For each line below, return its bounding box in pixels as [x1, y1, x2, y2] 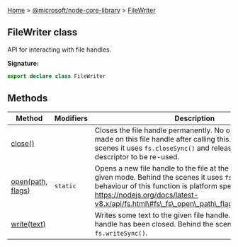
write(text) [11, 219, 46, 229]
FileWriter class [7, 26, 78, 38]
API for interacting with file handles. [7, 45, 112, 54]
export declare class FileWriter [7, 72, 106, 80]
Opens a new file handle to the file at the [94, 163, 229, 173]
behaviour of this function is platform [94, 180, 217, 190]
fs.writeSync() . [94, 228, 148, 238]
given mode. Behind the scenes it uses [94, 172, 223, 182]
